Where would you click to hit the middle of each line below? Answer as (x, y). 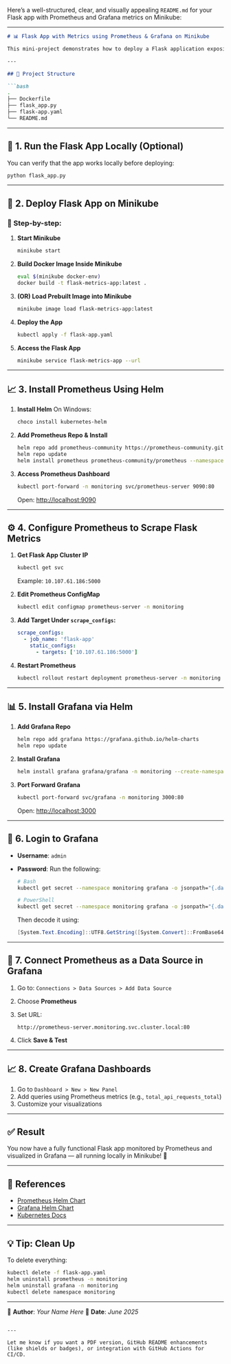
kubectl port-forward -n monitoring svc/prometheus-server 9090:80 (115, 486)
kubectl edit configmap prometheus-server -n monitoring (100, 607)
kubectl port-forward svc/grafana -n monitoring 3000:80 (100, 797)
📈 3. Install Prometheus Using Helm (86, 389)
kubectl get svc (40, 568)
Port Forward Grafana (48, 784)
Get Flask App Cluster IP (52, 555)
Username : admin (42, 856)
